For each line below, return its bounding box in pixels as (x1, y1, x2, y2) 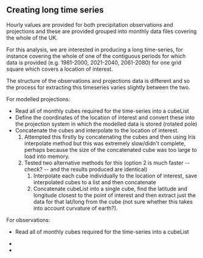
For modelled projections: (6, 95, 71, 102)
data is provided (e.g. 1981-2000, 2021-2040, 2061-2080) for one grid (6, 59, 182, 66)
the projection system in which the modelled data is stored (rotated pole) (15, 120, 198, 127)
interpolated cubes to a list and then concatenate (33, 178, 156, 185)
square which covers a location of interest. (6, 65, 114, 73)
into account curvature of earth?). (33, 204, 118, 212)
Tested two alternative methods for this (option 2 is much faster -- (24, 159, 190, 167)
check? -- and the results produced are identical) (24, 165, 148, 173)
